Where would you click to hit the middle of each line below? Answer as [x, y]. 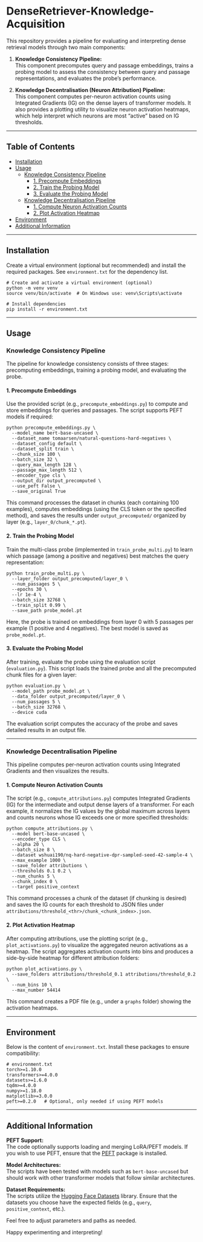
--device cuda [29, 712]
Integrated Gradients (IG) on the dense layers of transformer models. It [103, 103]
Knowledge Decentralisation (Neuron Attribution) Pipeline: [90, 90]
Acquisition [36, 24]
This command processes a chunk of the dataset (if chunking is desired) [97, 898]
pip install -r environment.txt [47, 309]
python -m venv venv [32, 288]
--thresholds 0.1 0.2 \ [41, 871]
